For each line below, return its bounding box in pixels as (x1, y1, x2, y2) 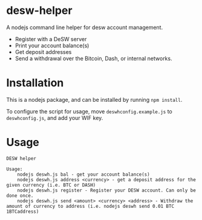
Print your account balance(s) (15, 42, 90, 49)
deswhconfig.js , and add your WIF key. (6, 114, 103, 121)
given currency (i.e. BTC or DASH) (6, 182, 96, 188)
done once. (6, 192, 34, 199)
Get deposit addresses (15, 48, 72, 55)
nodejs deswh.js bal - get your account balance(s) (17, 171, 150, 178)
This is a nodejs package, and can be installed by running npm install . (6, 96, 183, 103)
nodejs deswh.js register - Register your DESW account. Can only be (17, 187, 197, 193)
